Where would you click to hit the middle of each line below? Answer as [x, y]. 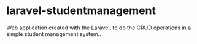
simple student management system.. [54, 34]
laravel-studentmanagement [81, 11]
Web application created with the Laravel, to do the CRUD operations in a [99, 28]
